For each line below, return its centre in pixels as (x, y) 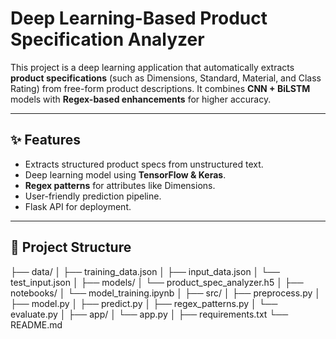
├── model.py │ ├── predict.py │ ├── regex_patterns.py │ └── (144, 303)
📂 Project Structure (71, 247)
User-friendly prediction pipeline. (93, 196)
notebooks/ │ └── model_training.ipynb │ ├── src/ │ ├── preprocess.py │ (166, 293)
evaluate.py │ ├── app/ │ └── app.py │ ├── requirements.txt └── (149, 314)
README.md (36, 324)
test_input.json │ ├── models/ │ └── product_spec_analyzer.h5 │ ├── (157, 282)
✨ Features (45, 140)
